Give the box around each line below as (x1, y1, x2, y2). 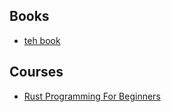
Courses (9, 64, 64, 81)
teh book (23, 34, 61, 46)
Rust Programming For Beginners (23, 90, 161, 102)
